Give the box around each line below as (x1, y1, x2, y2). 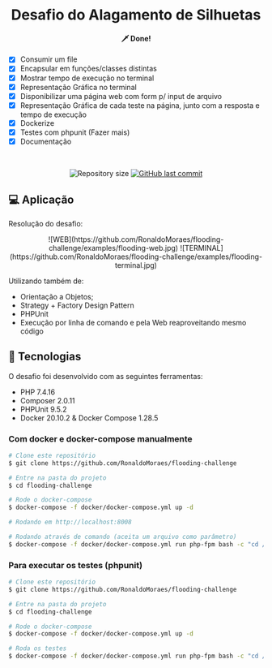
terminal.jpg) (114, 260, 158, 269)
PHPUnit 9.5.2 (19, 404, 67, 414)
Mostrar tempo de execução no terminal (19, 73, 155, 83)
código (19, 326, 45, 336)
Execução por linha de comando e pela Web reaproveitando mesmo (19, 317, 247, 327)
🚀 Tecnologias (8, 350, 82, 364)
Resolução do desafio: (8, 218, 83, 228)
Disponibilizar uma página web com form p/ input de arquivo (19, 91, 223, 101)
